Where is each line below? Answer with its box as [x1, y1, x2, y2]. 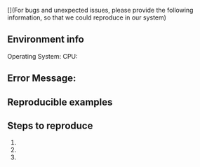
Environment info [7, 34, 84, 45]
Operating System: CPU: [7, 52, 79, 60]
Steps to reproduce [7, 119, 93, 131]
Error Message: [7, 73, 76, 85]
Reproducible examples [7, 96, 113, 108]
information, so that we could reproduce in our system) [7, 13, 167, 22]
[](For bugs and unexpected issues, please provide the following [7, 6, 194, 14]
